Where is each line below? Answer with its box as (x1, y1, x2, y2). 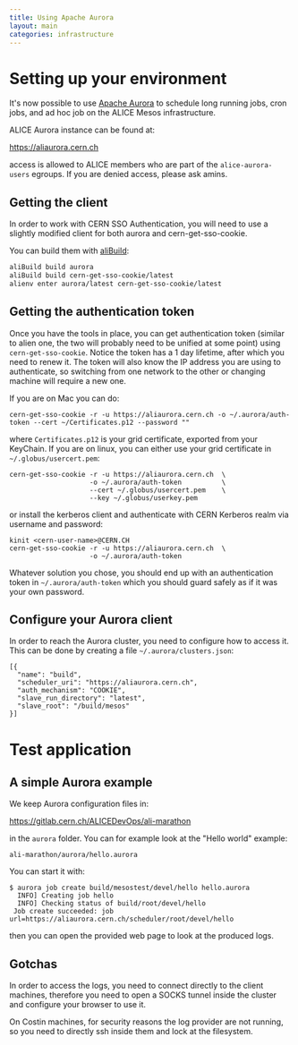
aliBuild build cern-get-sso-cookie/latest (9, 271, 175, 280)
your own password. (9, 586, 85, 597)
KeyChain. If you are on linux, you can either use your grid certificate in (9, 443, 271, 454)
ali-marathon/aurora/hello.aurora (9, 851, 139, 860)
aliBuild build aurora (9, 263, 94, 272)
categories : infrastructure (9, 30, 115, 38)
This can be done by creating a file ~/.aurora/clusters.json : (9, 645, 234, 656)
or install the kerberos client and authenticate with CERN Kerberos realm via (9, 509, 289, 520)
